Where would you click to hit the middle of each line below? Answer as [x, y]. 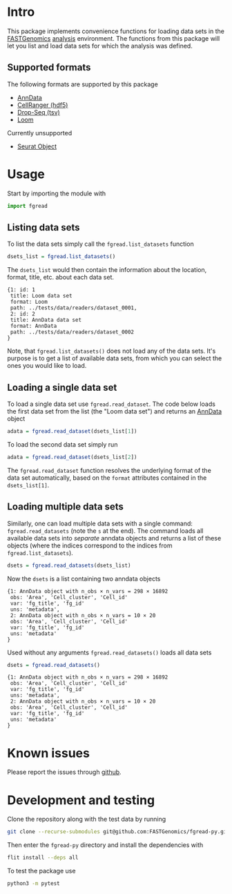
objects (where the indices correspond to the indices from [90, 545]
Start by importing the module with [57, 193]
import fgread [28, 206]
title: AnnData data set [46, 320]
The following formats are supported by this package [83, 84]
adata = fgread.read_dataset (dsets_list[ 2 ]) [72, 457]
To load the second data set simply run [62, 444]
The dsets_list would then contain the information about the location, [107, 270]
